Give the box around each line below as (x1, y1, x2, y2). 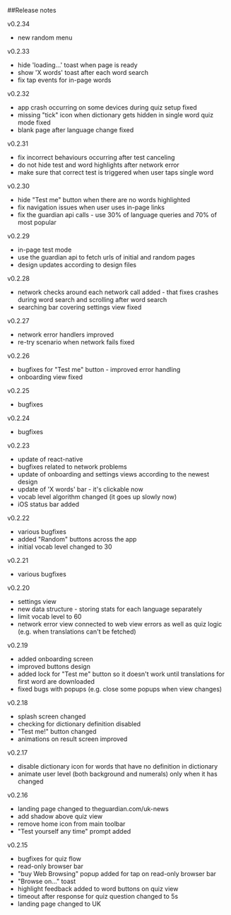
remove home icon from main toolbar (17, 820, 126, 828)
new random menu (17, 33, 73, 42)
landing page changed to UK (17, 899, 101, 908)
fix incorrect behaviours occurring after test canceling (17, 153, 175, 161)
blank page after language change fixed (17, 126, 134, 134)
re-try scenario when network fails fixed (17, 338, 135, 346)
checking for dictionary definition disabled (17, 720, 141, 728)
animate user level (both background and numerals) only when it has (17, 770, 218, 778)
